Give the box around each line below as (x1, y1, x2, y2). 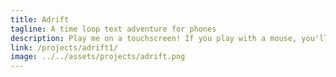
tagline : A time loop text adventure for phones (10, 24, 217, 34)
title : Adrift (10, 14, 70, 25)
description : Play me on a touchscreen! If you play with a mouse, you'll (10, 33, 329, 43)
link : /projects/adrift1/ (10, 42, 118, 53)
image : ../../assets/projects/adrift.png (10, 52, 186, 62)
